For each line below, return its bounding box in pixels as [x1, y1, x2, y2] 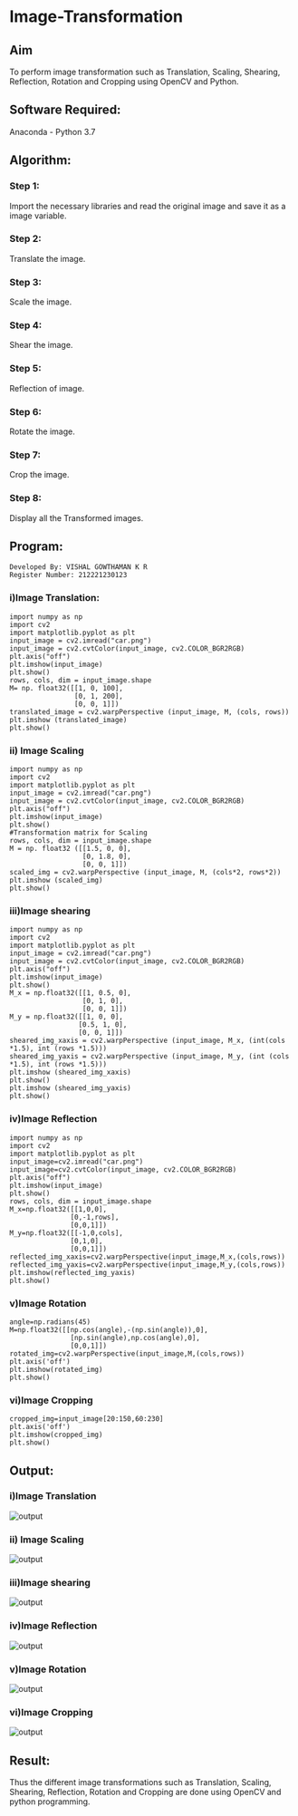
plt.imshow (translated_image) [9, 715, 128, 724]
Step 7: [9, 449, 41, 461]
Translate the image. [9, 253, 86, 264]
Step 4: [9, 319, 43, 332]
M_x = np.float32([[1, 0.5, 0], [9, 989, 131, 998]
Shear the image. [9, 340, 73, 351]
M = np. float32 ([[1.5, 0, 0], [9, 844, 131, 853]
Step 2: [9, 233, 43, 246]
